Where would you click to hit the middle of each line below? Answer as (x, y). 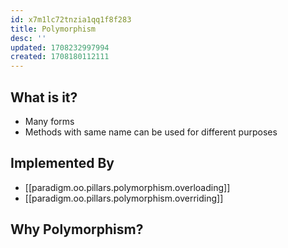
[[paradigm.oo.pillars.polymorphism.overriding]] (124, 198)
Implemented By (62, 163)
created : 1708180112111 (60, 57)
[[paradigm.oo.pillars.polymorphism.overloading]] (127, 187)
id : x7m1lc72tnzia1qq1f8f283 (71, 19)
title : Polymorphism (53, 29)
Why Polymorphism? (77, 229)
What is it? (44, 97)
